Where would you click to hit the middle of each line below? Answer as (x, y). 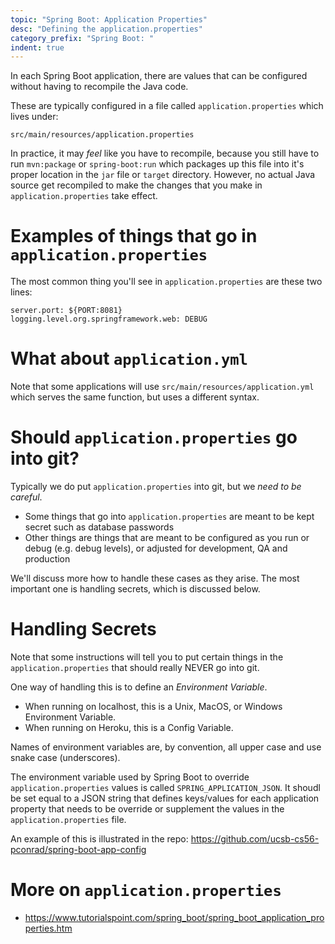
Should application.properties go (154, 437)
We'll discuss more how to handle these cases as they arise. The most (155, 578)
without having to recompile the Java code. (99, 87)
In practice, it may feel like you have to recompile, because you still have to (165, 153)
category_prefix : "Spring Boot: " (82, 38)
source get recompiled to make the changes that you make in (136, 185)
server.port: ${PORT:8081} (66, 311)
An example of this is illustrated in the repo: (99, 839)
